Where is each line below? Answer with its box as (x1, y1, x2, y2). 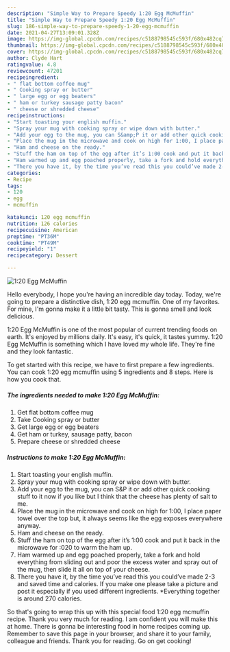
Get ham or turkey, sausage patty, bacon (16, 430, 132, 438)
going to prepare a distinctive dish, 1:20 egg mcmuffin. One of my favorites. (7, 298, 220, 305)
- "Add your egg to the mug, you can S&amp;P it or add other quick (7, 131, 207, 138)
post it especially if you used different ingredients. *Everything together (16, 587, 220, 595)
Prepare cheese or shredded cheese (16, 437, 121, 445)
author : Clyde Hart (7, 55, 63, 62)
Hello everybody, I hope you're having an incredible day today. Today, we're (7, 290, 221, 299)
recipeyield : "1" (7, 246, 57, 253)
